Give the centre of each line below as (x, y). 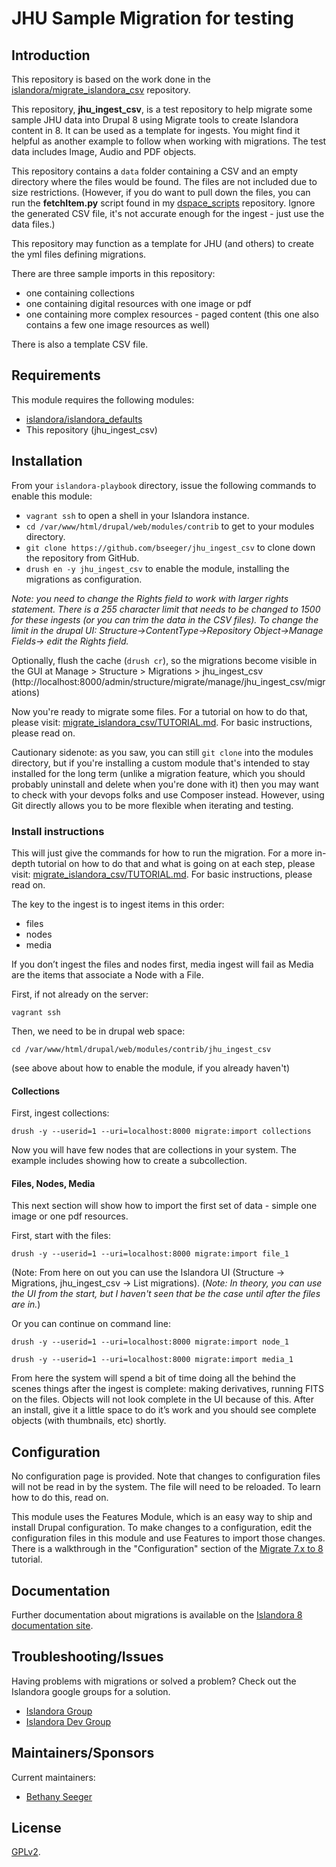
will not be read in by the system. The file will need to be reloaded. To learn (166, 1487)
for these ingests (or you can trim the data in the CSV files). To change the (165, 619)
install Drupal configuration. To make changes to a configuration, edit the (162, 1528)
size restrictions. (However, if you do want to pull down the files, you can (161, 192)
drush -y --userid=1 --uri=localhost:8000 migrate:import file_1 (150, 1254)
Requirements (56, 375)
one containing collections (80, 293)
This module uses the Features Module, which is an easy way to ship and (162, 1517)
